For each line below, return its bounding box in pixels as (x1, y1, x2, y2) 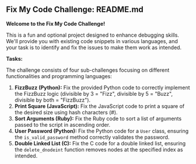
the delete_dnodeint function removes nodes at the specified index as (14, 146, 183, 153)
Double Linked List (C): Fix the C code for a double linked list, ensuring (14, 139, 186, 146)
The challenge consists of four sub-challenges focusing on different (6, 67, 170, 74)
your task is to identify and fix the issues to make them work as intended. (6, 44, 182, 51)
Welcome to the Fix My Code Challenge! (6, 20, 106, 27)
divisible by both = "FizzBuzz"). (14, 96, 91, 103)
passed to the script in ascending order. (14, 121, 111, 128)
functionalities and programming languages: (6, 72, 112, 79)
